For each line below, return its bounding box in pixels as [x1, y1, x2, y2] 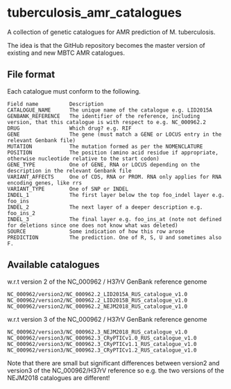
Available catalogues [7, 259, 100, 271]
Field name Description [7, 101, 104, 107]
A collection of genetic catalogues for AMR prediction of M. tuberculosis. [7, 28, 216, 36]
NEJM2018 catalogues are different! [7, 373, 110, 382]
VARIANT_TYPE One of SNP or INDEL [7, 185, 129, 192]
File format [7, 69, 55, 80]
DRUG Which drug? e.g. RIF [7, 125, 132, 132]
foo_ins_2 [7, 209, 36, 216]
